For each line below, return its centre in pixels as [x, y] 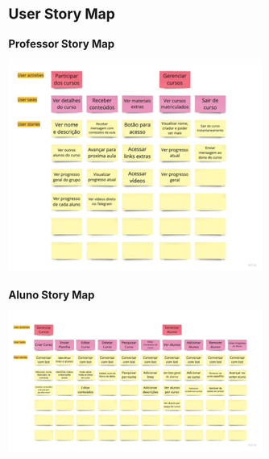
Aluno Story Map [52, 295]
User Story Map [62, 14]
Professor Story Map [62, 44]
